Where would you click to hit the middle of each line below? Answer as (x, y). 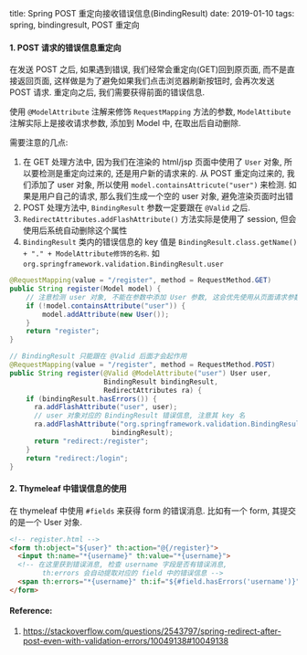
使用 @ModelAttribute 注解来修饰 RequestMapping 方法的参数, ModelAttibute (150, 111)
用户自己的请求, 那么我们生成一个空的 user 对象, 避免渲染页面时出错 (166, 196)
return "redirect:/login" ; (77, 458)
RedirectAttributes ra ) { (153, 390)
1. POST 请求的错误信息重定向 (65, 48)
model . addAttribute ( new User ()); (106, 314)
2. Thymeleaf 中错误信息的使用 (69, 489)
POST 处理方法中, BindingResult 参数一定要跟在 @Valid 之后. (137, 207)
